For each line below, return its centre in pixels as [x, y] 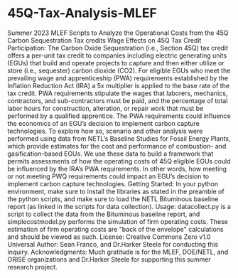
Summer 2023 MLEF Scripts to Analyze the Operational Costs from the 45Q [118, 33]
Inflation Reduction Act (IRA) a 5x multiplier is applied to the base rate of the [118, 85]
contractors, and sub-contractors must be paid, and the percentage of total [118, 100]
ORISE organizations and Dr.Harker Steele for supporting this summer [109, 259]
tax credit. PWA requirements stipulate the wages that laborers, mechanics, [118, 93]
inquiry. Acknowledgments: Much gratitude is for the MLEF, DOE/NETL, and [118, 252]
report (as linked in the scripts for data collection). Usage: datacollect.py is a [119, 206]
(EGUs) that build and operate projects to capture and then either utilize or [116, 63]
